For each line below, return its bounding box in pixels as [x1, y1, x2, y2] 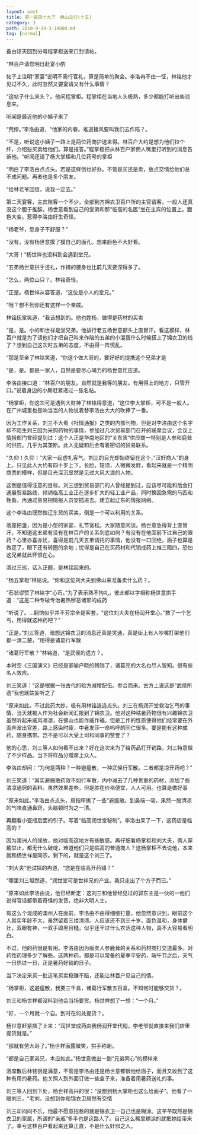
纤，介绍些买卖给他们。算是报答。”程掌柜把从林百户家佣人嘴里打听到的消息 [6, 146, 188, 153]
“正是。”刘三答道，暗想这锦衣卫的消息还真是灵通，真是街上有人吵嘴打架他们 [6, 630, 190, 637]
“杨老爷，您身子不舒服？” [6, 226, 68, 233]
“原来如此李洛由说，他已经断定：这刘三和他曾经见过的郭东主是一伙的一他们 [6, 889, 191, 896]
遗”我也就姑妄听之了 [6, 689, 56, 697]
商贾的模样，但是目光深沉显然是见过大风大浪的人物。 [6, 469, 136, 476]
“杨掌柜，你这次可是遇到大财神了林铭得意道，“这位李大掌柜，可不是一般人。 [6, 399, 192, 406]
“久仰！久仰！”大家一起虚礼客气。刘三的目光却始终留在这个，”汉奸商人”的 [6, 454, 184, 462]
